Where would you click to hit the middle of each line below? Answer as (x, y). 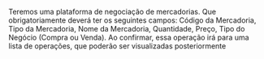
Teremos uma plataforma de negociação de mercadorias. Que (113, 12)
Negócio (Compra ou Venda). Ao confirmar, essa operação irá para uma (129, 37)
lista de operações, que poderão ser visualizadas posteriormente (117, 46)
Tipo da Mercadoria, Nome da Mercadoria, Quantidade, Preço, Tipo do (127, 29)
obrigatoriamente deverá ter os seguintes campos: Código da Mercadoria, (132, 20)
